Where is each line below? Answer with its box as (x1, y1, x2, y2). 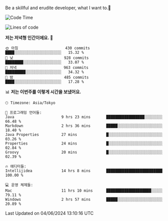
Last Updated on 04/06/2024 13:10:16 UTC (5, 210, 94, 216)
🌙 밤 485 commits (5, 75, 89, 80)
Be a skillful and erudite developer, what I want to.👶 (5, 5, 111, 11)
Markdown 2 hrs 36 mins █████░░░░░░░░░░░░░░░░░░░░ (5, 123, 163, 128)
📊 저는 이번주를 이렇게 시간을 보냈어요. (5, 89, 82, 95)
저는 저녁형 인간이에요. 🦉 (5, 35, 54, 40)
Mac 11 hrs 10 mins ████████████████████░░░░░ (5, 188, 163, 193)
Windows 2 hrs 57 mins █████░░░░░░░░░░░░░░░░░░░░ (5, 197, 163, 202)
